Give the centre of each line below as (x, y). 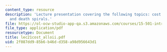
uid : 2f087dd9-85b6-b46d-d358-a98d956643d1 (51, 42)
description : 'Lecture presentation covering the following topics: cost (83, 14)
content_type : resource (30, 10)
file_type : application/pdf (34, 28)
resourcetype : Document (30, 33)
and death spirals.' (31, 19)
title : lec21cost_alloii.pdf (35, 38)
